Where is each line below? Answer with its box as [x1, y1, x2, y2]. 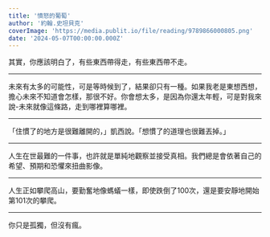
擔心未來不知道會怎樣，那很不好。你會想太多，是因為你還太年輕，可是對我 [8, 92, 255, 101]
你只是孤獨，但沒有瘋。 [8, 220, 86, 230]
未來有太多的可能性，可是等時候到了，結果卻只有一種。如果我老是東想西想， [8, 82, 262, 92]
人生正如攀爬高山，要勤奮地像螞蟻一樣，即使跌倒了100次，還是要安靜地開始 [8, 186, 260, 195]
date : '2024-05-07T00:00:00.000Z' [8, 34, 125, 43]
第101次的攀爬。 [8, 196, 62, 206]
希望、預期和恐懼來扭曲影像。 [8, 161, 107, 171]
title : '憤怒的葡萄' [8, 11, 71, 20]
